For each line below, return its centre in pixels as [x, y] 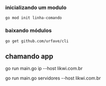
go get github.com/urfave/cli [37, 41]
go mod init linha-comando [34, 18]
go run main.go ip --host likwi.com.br [44, 68]
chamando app [29, 56]
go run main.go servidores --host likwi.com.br [53, 78]
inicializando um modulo [36, 8]
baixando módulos [29, 31]
